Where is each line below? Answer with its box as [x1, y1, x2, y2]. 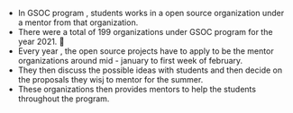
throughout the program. [17, 93, 110, 104]
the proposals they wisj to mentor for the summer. [17, 74, 204, 84]
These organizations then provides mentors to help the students [17, 84, 257, 94]
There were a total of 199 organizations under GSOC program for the [17, 27, 273, 37]
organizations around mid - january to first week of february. [17, 56, 243, 65]
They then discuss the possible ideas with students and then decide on [17, 65, 282, 75]
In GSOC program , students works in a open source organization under [17, 8, 285, 18]
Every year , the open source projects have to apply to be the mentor [17, 46, 274, 56]
